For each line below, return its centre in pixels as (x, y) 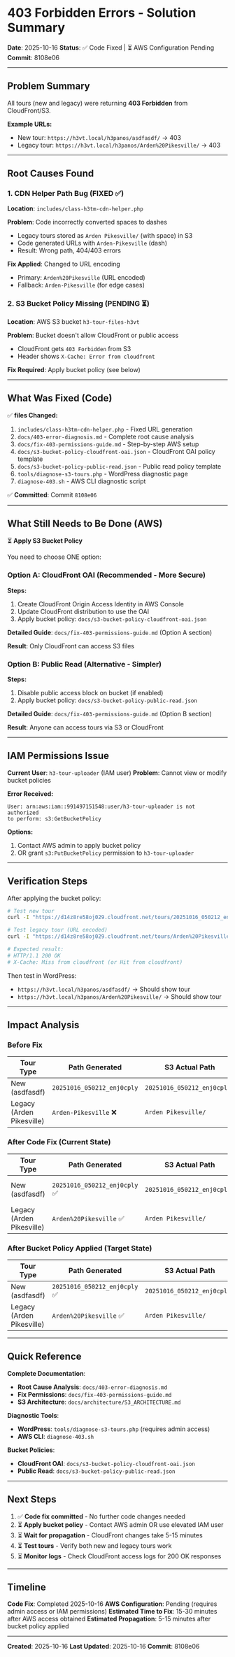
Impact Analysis (43, 1025)
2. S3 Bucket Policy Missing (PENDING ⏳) (79, 304)
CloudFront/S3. (29, 111)
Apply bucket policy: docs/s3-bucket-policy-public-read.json (107, 700)
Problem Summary (49, 86)
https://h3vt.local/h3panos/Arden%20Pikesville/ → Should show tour (119, 996)
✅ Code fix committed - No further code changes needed (101, 1516)
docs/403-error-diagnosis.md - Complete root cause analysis (106, 436)
